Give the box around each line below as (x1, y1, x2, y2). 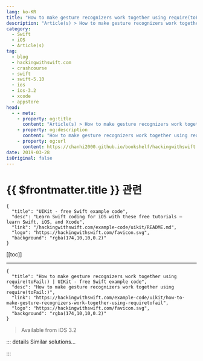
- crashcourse (11, 65, 47, 71)
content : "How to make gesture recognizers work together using (22, 132, 188, 139)
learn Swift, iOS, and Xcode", (6, 219, 85, 226)
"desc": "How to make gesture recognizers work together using (11, 284, 174, 290)
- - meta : (11, 110, 36, 116)
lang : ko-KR (6, 8, 36, 15)
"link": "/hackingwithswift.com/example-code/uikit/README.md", (11, 224, 177, 230)
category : (6, 25, 31, 32)
